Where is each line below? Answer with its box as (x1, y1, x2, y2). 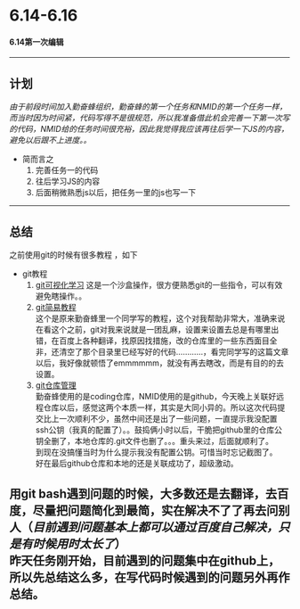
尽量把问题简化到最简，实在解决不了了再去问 (32, 503, 279, 518)
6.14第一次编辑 (9, 37, 64, 47)
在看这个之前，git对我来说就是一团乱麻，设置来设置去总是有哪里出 (35, 325, 280, 335)
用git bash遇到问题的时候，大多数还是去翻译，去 (9, 487, 278, 502)
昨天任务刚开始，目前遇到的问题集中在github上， (9, 554, 280, 569)
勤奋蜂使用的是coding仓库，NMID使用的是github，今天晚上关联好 (35, 391, 277, 402)
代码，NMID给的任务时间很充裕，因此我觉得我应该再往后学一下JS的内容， (16, 124, 289, 135)
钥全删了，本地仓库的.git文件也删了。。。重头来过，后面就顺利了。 (35, 436, 274, 447)
